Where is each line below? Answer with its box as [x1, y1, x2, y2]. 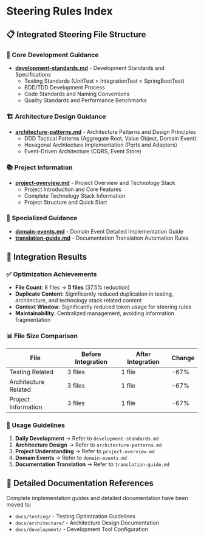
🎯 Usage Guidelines [6, 421, 66, 429]
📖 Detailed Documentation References [6, 478, 154, 489]
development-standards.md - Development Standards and [15, 64, 165, 71]
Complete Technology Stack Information [24, 192, 126, 200]
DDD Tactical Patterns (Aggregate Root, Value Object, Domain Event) [24, 135, 197, 142]
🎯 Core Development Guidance [6, 50, 99, 59]
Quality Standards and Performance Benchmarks [24, 96, 147, 104]
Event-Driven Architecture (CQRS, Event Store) [24, 148, 141, 155]
